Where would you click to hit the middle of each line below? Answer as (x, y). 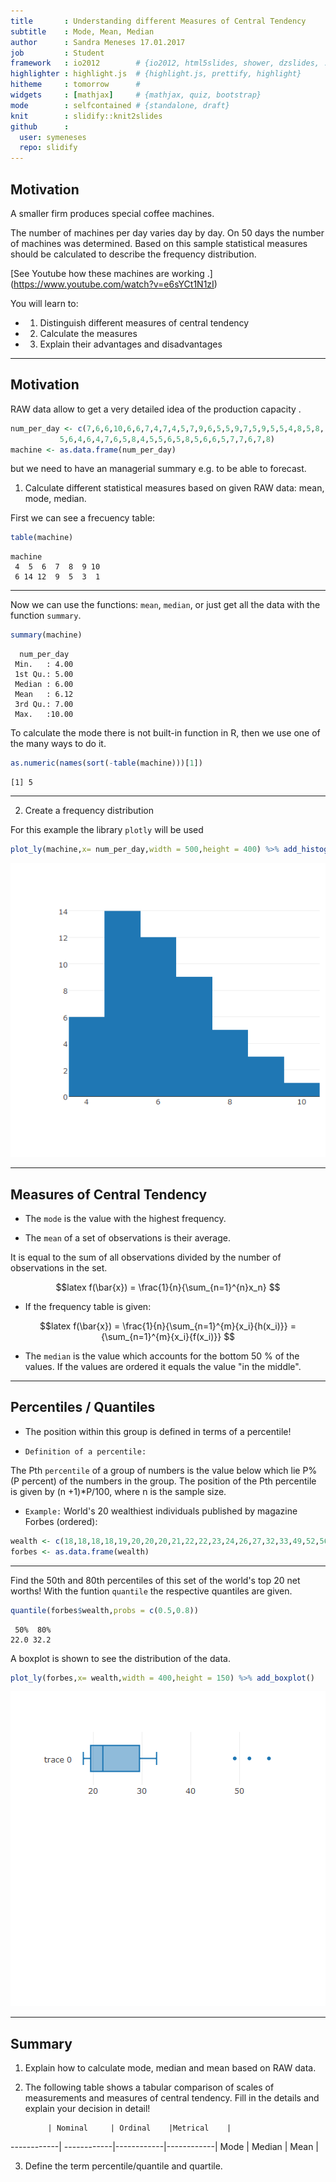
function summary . (46, 616)
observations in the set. (59, 1268)
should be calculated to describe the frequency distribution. (133, 254)
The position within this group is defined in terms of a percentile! (158, 1431)
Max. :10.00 (44, 715)
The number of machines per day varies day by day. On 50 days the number (167, 232)
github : (40, 126)
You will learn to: (44, 303)
